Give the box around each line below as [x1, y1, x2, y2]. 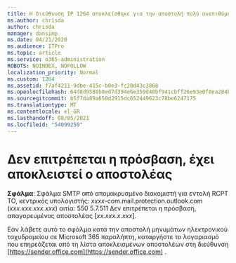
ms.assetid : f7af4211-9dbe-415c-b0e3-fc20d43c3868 [7, 82, 159, 89]
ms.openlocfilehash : [7, 88, 68, 95]
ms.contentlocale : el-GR [7, 108, 80, 115]
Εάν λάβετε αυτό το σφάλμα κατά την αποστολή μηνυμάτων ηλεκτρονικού [7, 225, 228, 234]
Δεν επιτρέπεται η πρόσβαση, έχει [7, 151, 214, 167]
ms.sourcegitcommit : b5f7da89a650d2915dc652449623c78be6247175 [7, 95, 197, 102]
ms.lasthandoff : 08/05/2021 [7, 114, 90, 121]
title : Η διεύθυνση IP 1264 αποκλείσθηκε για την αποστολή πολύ [7, 10, 199, 18]
